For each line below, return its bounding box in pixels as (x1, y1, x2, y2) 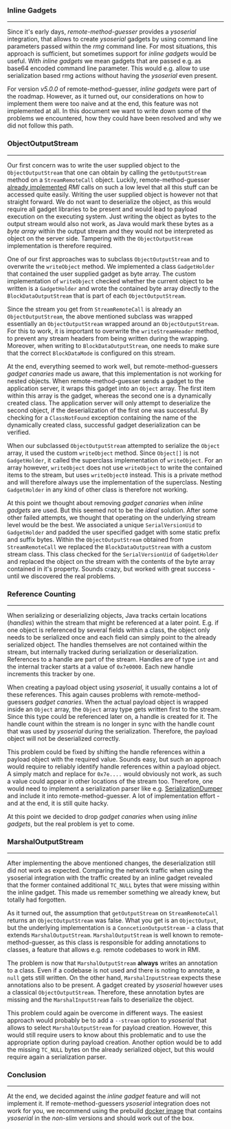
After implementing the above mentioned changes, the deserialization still (7, 859, 216, 867)
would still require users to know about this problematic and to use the (7, 1031, 206, 1039)
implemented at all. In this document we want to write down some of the (7, 107, 212, 115)
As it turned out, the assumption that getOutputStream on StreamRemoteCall (7, 909, 219, 917)
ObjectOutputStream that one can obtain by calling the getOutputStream (7, 168, 207, 176)
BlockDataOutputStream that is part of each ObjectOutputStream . (7, 292, 186, 300)
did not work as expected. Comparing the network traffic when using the (7, 866, 213, 875)
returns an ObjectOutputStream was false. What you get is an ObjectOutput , (7, 916, 219, 925)
